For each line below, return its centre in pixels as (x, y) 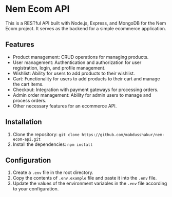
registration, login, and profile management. (59, 68)
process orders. (30, 100)
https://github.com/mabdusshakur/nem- (123, 135)
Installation (24, 122)
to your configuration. (36, 189)
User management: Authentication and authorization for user (77, 62)
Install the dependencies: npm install (53, 144)
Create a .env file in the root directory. (53, 172)
